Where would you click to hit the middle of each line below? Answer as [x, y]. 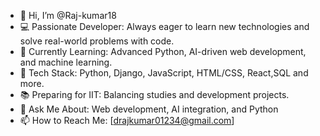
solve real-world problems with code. [97, 41]
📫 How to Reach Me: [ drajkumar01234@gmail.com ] [127, 120]
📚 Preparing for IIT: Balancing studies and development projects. [154, 94]
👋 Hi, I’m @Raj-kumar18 [68, 15]
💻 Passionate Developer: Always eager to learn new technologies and [164, 26]
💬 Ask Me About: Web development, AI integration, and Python [149, 109]
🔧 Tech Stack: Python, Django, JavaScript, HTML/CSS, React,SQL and [164, 73]
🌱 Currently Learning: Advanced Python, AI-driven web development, [163, 51]
